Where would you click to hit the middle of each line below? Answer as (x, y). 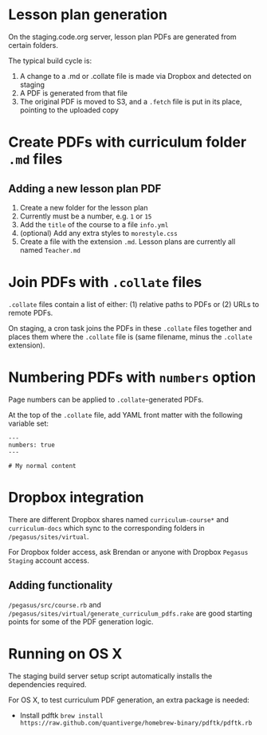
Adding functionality (61, 586)
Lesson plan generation (88, 15)
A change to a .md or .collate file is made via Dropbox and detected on (135, 76)
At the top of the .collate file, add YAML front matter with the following (126, 415)
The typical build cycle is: (50, 61)
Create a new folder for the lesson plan (84, 207)
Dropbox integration (76, 497)
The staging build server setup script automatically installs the (110, 676)
